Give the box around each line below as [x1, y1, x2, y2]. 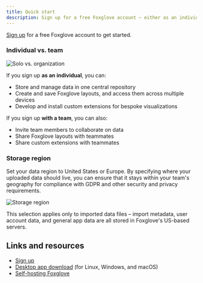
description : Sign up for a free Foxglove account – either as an [6, 15, 177, 21]
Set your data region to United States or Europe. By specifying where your [6, 168, 191, 175]
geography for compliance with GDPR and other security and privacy [6, 181, 178, 188]
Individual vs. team [6, 46, 63, 54]
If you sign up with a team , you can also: [6, 114, 108, 122]
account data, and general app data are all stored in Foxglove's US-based [6, 217, 190, 224]
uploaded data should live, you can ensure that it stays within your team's [6, 174, 190, 181]
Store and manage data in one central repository [14, 83, 136, 91]
